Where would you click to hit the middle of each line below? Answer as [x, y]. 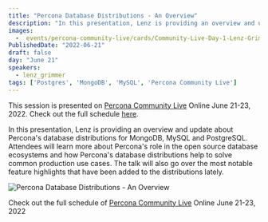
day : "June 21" [33, 61]
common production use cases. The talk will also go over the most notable [130, 163]
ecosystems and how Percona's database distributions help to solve [120, 155]
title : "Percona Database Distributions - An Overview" [103, 16]
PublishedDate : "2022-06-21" [57, 46]
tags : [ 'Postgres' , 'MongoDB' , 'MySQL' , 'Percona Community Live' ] [123, 82]
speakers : [25, 68]
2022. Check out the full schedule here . [73, 113]
